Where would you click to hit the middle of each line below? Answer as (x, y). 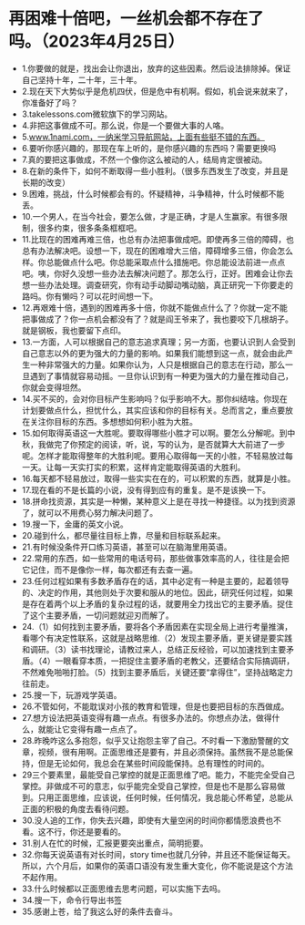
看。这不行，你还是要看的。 (74, 831)
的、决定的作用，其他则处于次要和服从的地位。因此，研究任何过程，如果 (157, 592)
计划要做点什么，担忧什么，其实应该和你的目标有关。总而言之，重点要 (153, 410)
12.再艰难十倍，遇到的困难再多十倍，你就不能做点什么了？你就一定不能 (155, 307)
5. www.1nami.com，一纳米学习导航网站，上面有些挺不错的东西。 (143, 137)
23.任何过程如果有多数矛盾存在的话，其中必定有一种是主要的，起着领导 (155, 581)
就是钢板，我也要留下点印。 (74, 330)
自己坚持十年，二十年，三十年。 (81, 79)
